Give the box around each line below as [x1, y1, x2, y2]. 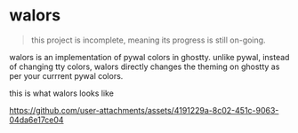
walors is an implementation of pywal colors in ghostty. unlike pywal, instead [9, 51, 290, 62]
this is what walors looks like [9, 88, 114, 98]
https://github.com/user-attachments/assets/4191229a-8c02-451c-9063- [9, 105, 279, 115]
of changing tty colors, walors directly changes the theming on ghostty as [9, 61, 280, 72]
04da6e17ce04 [9, 114, 64, 125]
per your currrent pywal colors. [9, 70, 124, 81]
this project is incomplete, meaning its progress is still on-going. [30, 35, 266, 45]
